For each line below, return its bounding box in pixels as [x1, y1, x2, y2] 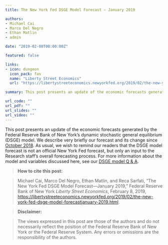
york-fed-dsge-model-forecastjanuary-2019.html [17, 198, 118, 205]
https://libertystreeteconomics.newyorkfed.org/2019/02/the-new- [17, 193, 153, 199]
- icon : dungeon [5, 66, 39, 71]
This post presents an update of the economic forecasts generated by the [5, 126, 157, 132]
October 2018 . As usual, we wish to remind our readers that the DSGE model [5, 142, 162, 148]
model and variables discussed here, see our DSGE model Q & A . [5, 158, 139, 164]
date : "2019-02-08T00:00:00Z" [5, 44, 68, 49]
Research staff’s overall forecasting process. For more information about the [5, 153, 162, 159]
